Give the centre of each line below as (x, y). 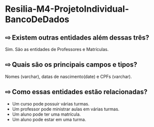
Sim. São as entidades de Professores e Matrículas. (57, 49)
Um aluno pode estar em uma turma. (49, 119)
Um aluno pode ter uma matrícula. (46, 114)
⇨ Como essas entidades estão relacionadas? (76, 92)
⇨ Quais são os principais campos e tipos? (71, 65)
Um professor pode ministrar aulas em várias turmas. (66, 109)
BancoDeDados (37, 19)
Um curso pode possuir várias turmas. (51, 103)
